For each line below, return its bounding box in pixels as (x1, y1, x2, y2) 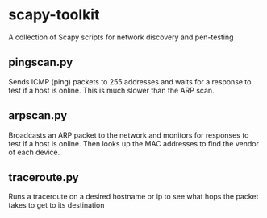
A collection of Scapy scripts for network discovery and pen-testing (8, 32, 234, 42)
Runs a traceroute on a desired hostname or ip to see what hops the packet (8, 191, 259, 202)
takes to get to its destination (8, 200, 105, 210)
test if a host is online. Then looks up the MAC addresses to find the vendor (8, 138, 260, 148)
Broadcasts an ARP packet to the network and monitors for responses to (8, 130, 249, 140)
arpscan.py (8, 109, 68, 122)
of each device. (8, 147, 60, 157)
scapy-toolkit (8, 6, 100, 24)
